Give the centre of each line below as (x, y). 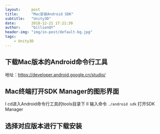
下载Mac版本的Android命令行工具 (56, 62)
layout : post (23, 9)
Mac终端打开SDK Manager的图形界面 (62, 91)
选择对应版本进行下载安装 (43, 126)
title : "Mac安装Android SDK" (40, 14)
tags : (10, 37)
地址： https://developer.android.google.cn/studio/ (55, 75)
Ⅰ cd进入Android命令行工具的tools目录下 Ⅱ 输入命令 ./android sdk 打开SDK (80, 104)
